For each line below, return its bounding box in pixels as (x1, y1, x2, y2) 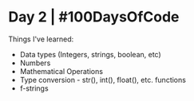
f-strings (19, 84, 49, 93)
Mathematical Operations (19, 66, 104, 76)
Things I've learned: (8, 34, 74, 44)
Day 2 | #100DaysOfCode (8, 8, 180, 26)
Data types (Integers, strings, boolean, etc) (19, 49, 161, 59)
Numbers (19, 58, 51, 68)
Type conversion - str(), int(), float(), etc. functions (19, 75, 186, 84)
